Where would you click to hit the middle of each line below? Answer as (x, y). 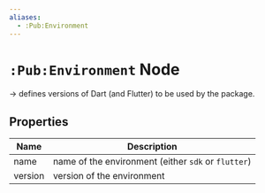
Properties (39, 122)
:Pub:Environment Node (95, 69)
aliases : (25, 17)
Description (152, 147)
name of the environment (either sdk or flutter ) (152, 162)
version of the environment (109, 176)
